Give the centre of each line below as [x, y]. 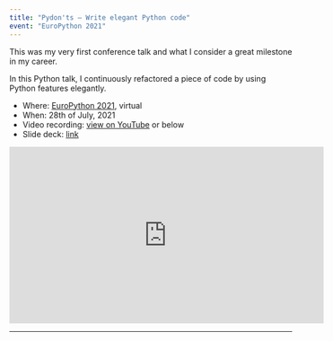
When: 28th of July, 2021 [69, 115]
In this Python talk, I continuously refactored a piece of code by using [138, 78]
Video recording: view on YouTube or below [103, 124]
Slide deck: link [50, 134]
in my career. [34, 61]
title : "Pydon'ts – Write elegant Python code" [100, 17]
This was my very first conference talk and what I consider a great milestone [151, 51]
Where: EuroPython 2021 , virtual [82, 105]
